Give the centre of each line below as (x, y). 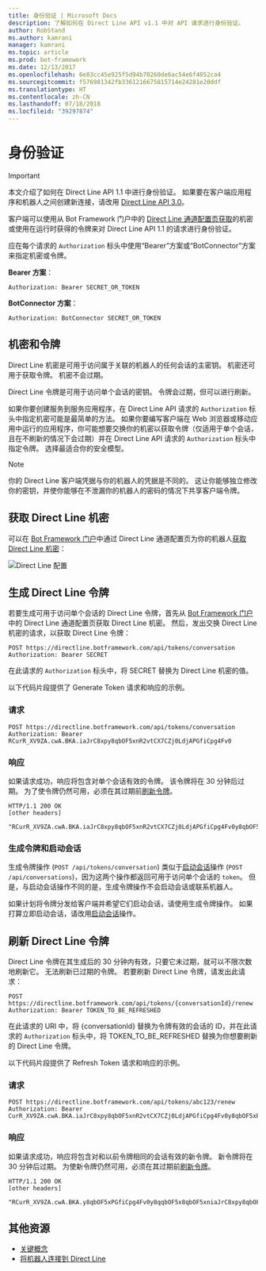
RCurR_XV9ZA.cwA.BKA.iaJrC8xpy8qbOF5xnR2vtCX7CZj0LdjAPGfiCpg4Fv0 (120, 741)
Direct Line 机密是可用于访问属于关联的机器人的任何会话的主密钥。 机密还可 (132, 365)
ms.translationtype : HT (47, 89)
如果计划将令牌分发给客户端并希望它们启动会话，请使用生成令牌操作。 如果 (131, 904)
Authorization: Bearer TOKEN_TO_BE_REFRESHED (84, 1011)
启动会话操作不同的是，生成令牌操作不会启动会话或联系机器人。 (133, 887)
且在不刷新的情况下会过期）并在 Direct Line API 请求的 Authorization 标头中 (132, 438)
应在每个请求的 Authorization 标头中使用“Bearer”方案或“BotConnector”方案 (132, 245)
